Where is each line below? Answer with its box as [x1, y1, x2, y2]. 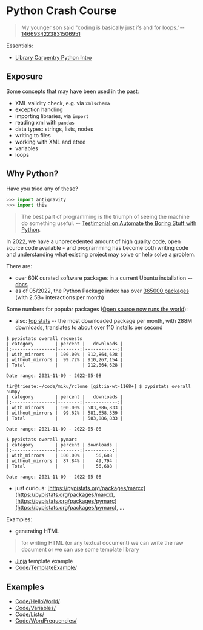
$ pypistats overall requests [6, 336, 83, 342]
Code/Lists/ [15, 611, 44, 618]
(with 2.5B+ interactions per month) [15, 294, 104, 301]
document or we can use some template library [21, 545, 139, 553]
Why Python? [6, 168, 59, 179]
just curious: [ [15, 485, 50, 492]
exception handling [15, 106, 63, 113]
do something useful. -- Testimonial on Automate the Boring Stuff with [21, 220, 197, 227]
